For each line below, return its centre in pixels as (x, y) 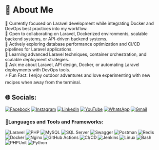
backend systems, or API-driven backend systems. (56, 39)
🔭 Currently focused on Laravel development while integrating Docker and (79, 23)
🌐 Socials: (21, 97)
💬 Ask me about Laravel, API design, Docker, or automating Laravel (72, 65)
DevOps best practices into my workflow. (46, 28)
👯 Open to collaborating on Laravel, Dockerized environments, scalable (76, 33)
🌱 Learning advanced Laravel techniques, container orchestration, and (76, 54)
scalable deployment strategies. (37, 59)
